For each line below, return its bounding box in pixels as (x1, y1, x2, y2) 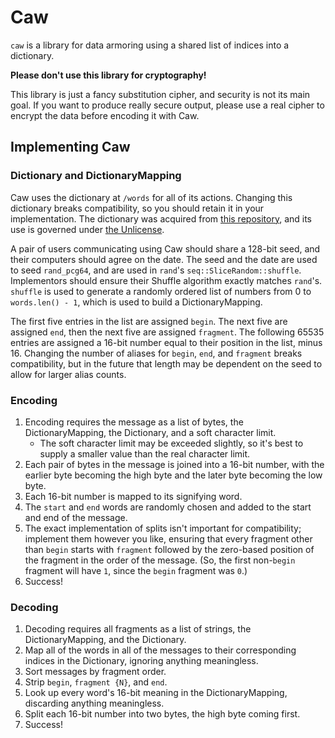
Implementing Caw (10, 139, 131, 156)
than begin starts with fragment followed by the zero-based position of (24, 543, 315, 555)
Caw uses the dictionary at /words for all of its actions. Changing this (10, 191, 293, 203)
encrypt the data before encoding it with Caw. (10, 109, 200, 121)
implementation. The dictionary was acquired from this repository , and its (10, 212, 312, 225)
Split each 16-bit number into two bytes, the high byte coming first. (24, 708, 301, 720)
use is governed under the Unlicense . (10, 223, 165, 235)
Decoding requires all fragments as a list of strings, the (24, 623, 252, 635)
